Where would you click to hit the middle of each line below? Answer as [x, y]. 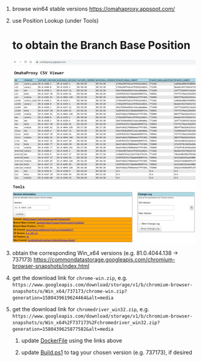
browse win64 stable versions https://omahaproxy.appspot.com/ [93, 9]
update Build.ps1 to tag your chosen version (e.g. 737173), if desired [106, 353]
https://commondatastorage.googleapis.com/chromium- [104, 260]
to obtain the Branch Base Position [101, 46]
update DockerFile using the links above [72, 341]
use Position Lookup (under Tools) [55, 20]
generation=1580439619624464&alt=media [63, 298]
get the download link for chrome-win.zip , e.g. [70, 278]
